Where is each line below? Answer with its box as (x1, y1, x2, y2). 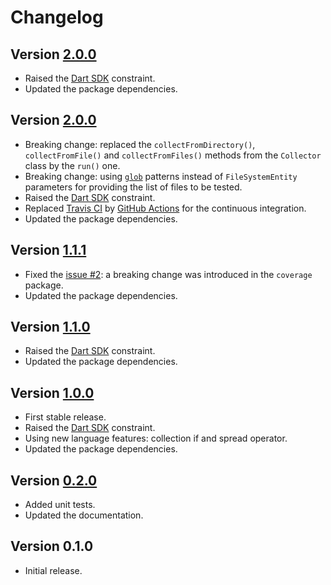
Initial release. (24, 564, 83, 576)
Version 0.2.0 (10, 472, 98, 489)
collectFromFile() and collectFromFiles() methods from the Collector (24, 149, 322, 161)
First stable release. (24, 411, 107, 423)
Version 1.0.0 (10, 384, 95, 401)
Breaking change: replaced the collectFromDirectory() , (24, 138, 256, 150)
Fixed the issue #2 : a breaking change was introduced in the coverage (24, 268, 313, 280)
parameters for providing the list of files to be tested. (24, 181, 243, 193)
